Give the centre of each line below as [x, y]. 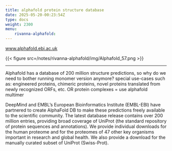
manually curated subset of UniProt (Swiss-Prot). [57, 143]
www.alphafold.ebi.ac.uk [31, 48]
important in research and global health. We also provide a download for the [85, 137]
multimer [15, 95]
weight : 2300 [19, 24]
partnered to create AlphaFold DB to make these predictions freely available [85, 110]
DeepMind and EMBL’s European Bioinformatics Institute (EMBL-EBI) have [83, 105]
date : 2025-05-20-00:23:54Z [35, 15]
